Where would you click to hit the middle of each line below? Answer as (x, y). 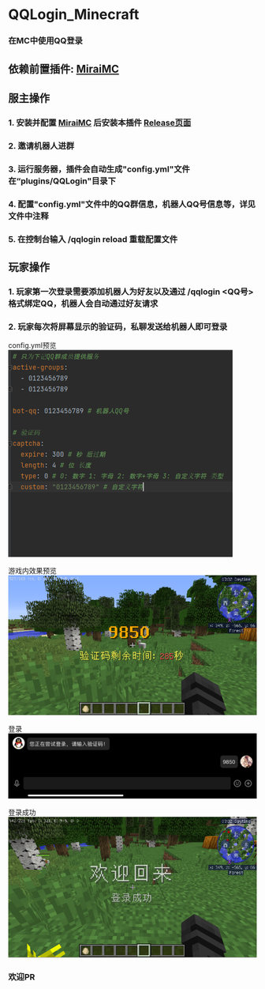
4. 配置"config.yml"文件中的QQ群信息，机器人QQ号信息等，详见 (132, 204)
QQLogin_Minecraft (74, 15)
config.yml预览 (32, 345)
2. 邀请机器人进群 (41, 145)
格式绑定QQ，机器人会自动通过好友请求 (83, 304)
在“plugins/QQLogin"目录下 (62, 181)
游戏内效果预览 (32, 571)
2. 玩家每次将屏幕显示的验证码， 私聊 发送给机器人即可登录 (118, 327)
